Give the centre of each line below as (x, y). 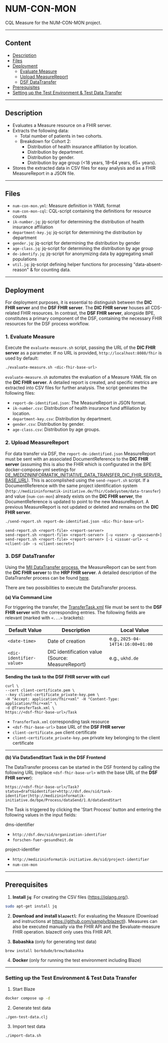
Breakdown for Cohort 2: (45, 141)
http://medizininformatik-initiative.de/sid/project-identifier (81, 859)
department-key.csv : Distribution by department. (62, 419)
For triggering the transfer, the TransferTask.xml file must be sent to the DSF (84, 607)
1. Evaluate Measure (30, 337)
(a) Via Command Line (29, 597)
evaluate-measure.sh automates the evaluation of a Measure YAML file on (81, 377)
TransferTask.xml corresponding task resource (61, 722)
